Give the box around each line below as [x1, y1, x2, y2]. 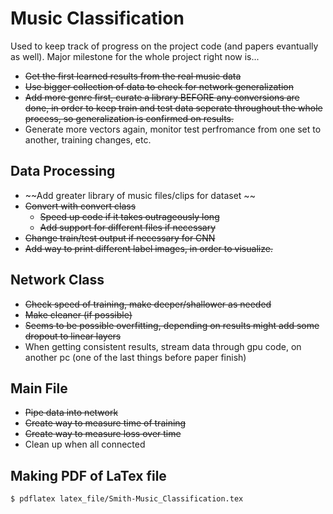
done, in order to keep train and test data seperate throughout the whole [24, 102, 323, 114]
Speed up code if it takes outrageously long [39, 210, 220, 222]
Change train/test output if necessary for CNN [24, 232, 216, 244]
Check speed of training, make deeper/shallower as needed [24, 298, 272, 310]
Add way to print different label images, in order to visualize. [24, 242, 273, 254]
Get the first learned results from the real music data [24, 70, 242, 82]
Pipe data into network [24, 407, 119, 419]
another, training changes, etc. [24, 133, 152, 146]
